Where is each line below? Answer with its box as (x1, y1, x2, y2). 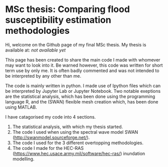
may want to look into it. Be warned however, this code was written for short (5, 62, 163, 68)
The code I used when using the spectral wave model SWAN (12, 129, 138, 135)
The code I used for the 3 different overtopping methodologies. (12, 140, 144, 146)
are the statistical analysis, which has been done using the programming (5, 93, 155, 99)
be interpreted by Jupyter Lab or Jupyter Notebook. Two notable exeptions (5, 88, 161, 94)
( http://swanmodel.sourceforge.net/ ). (12, 134, 90, 140)
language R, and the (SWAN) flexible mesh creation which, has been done (5, 98, 158, 104)
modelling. (12, 155, 35, 162)
